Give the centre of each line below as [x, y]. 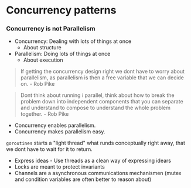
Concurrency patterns [61, 10]
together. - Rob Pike [45, 114]
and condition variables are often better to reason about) [83, 179]
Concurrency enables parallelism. [55, 125]
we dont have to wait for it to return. [49, 149]
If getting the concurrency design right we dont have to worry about [103, 72]
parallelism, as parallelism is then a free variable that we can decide [102, 78]
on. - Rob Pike [37, 84]
